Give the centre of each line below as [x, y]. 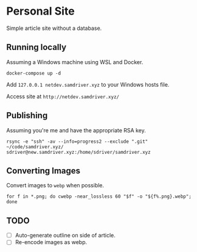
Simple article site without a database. [54, 28]
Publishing [27, 116]
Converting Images [43, 171]
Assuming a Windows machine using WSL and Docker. [75, 62]
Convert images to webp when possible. [55, 185]
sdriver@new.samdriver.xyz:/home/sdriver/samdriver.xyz [78, 152]
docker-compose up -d [34, 73]
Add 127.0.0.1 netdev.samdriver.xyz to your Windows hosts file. [88, 84]
